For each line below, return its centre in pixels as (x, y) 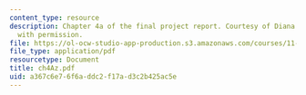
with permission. (51, 34)
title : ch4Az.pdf (42, 69)
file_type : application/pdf (63, 52)
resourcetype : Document (55, 60)
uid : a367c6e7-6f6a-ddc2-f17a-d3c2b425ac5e (93, 77)
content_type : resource (55, 18)
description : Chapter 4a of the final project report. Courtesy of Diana (153, 26)
